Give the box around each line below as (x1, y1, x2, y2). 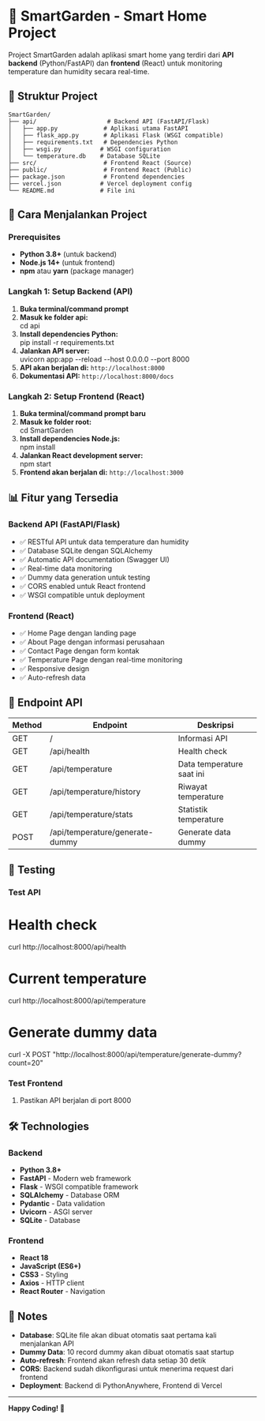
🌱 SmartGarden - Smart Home (8, 7, 207, 25)
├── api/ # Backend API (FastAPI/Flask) (8, 118, 211, 126)
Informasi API (177, 733, 228, 744)
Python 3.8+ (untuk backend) (19, 249, 117, 259)
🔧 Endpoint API (8, 696, 83, 710)
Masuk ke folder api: (19, 312, 88, 322)
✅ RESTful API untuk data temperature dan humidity (19, 537, 189, 546)
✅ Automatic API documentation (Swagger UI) (19, 554, 170, 564)
